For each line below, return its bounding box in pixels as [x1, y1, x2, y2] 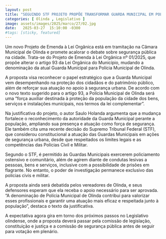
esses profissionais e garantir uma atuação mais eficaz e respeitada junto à [5, 198, 159, 203]
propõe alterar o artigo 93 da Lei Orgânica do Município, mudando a [5, 60, 144, 65]
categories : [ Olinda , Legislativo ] [5, 16, 85, 21]
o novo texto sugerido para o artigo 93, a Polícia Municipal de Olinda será [5, 90, 155, 96]
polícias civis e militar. [5, 173, 50, 178]
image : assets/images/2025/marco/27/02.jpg [5, 21, 96, 26]
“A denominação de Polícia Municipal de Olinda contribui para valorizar [5, 192, 150, 198]
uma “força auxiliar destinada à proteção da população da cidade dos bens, [5, 96, 160, 101]
